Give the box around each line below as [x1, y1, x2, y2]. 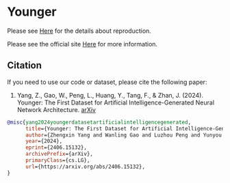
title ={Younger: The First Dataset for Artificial [25, 125, 173, 132]
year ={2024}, [25, 138, 63, 145]
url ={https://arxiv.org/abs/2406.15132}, [25, 163, 146, 170]
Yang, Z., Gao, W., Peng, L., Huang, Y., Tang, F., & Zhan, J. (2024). [16, 91, 204, 99]
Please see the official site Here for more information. [7, 40, 158, 48]
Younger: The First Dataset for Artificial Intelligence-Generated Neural [16, 98, 214, 107]
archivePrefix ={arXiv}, [25, 151, 94, 158]
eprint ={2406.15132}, [25, 144, 88, 151]
